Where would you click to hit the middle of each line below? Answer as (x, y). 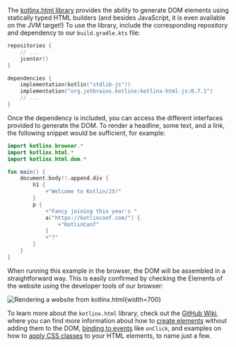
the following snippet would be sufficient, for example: (87, 133)
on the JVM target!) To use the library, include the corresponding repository (118, 25)
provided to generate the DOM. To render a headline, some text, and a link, (116, 125)
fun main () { (26, 172)
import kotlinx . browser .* (45, 146)
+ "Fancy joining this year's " (91, 211)
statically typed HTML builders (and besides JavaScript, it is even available (117, 18)
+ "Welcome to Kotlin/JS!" (83, 192)
